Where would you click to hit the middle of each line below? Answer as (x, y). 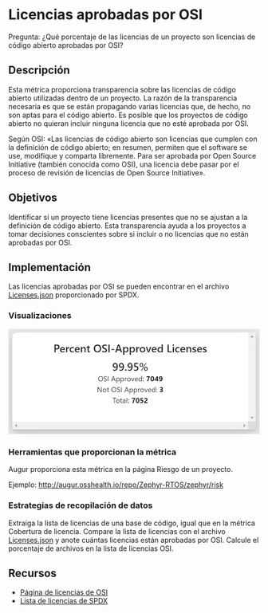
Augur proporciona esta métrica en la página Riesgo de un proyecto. (121, 470)
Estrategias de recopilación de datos (81, 505)
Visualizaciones (40, 316)
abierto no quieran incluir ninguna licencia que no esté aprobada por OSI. (128, 123)
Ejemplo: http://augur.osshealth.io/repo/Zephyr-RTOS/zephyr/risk (116, 485)
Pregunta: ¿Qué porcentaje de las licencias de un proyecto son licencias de (132, 37)
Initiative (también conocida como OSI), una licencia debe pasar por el (124, 164)
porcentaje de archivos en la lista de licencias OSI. (91, 548)
